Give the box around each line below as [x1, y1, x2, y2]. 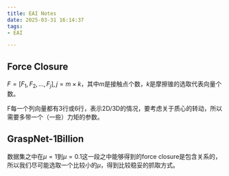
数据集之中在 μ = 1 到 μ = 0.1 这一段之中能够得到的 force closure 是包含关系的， [7, 152, 221, 160]
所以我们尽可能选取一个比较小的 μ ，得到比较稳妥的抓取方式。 [7, 161, 180, 169]
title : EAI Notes [7, 10, 57, 17]
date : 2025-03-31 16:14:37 [7, 16, 84, 23]
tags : [7, 23, 23, 30]
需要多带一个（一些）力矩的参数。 [7, 113, 104, 121]
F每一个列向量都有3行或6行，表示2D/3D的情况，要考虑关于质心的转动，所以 [7, 104, 223, 112]
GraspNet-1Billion [7, 133, 84, 145]
